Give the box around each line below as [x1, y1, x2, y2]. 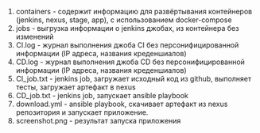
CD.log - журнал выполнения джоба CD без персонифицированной [15, 57, 245, 66]
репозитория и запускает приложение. [15, 108, 149, 117]
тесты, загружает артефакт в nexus [15, 82, 137, 92]
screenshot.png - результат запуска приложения [15, 116, 181, 125]
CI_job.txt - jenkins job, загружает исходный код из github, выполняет [15, 74, 252, 83]
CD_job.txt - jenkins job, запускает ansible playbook [15, 91, 188, 100]
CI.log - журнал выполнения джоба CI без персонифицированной [15, 40, 239, 50]
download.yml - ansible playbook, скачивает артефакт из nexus [15, 99, 228, 108]
